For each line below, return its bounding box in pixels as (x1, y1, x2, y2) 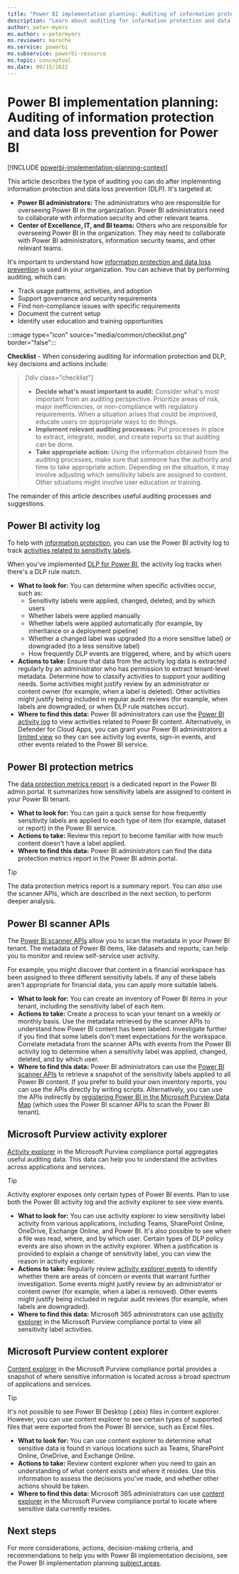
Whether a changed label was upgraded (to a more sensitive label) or (28, 635, 232, 643)
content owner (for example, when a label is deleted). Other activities (17, 687, 221, 696)
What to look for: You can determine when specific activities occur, (17, 581, 216, 590)
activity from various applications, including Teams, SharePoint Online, (17, 1219, 225, 1227)
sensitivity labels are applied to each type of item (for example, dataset (17, 816, 226, 825)
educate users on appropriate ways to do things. (35, 417, 178, 426)
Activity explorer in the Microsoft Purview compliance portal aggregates (7, 1147, 218, 1156)
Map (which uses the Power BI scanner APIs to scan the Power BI (17, 1100, 210, 1108)
